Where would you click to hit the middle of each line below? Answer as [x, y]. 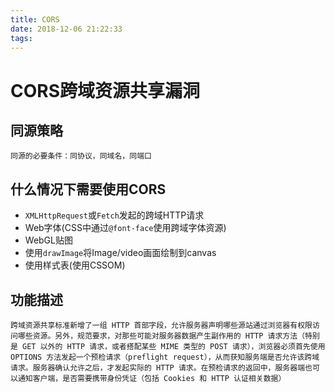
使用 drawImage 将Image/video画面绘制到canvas [120, 253]
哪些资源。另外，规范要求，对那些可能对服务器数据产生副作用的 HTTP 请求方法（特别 [168, 336]
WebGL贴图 [48, 240]
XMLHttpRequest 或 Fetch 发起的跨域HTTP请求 [114, 215]
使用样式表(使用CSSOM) [75, 265]
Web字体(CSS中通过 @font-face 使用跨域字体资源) [125, 228]
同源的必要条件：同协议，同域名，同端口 [81, 156]
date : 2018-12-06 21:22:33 [66, 29]
